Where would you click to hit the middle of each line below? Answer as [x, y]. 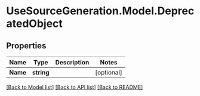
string [41, 72]
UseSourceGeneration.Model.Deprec [100, 11]
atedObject [34, 24]
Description [72, 62]
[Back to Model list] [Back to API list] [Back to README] [75, 87]
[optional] [108, 72]
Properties [26, 46]
